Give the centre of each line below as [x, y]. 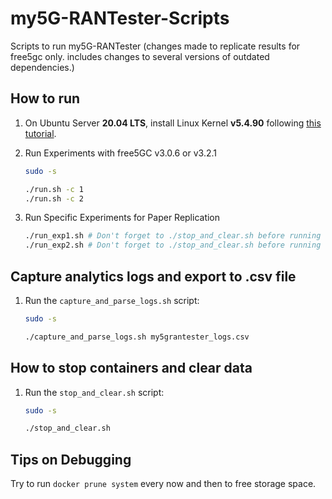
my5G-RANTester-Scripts [120, 18]
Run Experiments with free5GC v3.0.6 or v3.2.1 [120, 153]
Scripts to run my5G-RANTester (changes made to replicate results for [155, 46]
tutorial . [40, 133]
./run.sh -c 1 [54, 189]
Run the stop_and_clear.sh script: [94, 392]
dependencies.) [42, 67]
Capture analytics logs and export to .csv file [153, 276]
